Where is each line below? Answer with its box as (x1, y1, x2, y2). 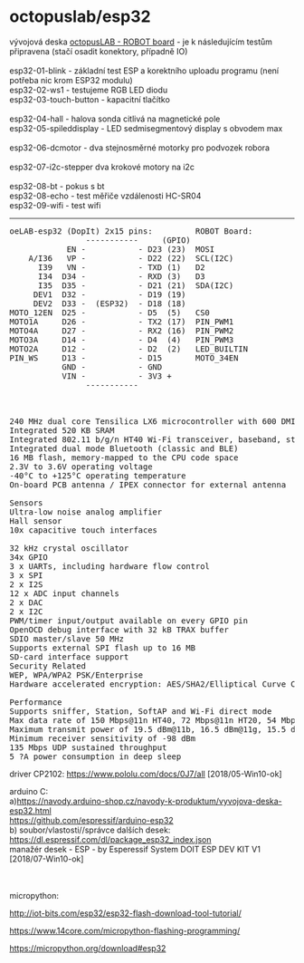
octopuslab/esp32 (9, 6, 151, 27)
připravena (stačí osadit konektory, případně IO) (9, 45, 188, 56)
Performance (9, 697, 62, 708)
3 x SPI (9, 570, 43, 581)
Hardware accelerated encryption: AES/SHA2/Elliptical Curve (9, 679, 287, 689)
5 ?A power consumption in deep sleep (9, 751, 182, 762)
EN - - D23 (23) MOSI (66, 244, 215, 255)
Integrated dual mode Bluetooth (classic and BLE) (9, 443, 239, 454)
